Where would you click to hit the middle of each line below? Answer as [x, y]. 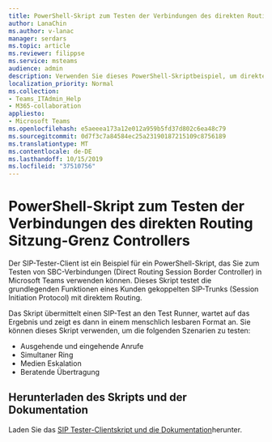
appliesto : [27, 114]
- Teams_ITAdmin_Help [45, 99]
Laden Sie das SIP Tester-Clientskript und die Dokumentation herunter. [125, 429]
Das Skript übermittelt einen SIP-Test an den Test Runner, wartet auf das [129, 313]
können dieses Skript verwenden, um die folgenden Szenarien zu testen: [130, 331]
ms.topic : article [39, 46]
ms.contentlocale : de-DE [50, 151]
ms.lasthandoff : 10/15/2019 [56, 159]
